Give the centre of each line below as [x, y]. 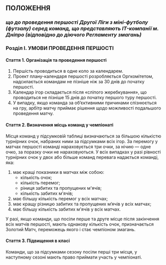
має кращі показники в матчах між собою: [58, 172]
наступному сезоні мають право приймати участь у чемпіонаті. [74, 257]
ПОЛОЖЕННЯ [28, 8]
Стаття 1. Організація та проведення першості [56, 60]
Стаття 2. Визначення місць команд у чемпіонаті [60, 125]
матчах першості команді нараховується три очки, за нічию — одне [78, 146]
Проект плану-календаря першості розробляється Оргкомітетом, [83, 76]
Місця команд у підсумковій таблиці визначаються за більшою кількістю [83, 136]
